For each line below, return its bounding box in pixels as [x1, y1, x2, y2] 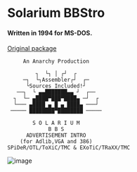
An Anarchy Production [22, 58, 90, 65]
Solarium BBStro [7, 5, 105, 21]
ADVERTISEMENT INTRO [25, 132, 86, 139]
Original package [7, 44, 57, 53]
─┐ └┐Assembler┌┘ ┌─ [22, 76, 90, 84]
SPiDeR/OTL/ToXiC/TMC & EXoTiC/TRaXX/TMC [7, 145, 131, 152]
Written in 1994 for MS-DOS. [7, 28, 93, 37]
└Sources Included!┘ [25, 82, 86, 90]
